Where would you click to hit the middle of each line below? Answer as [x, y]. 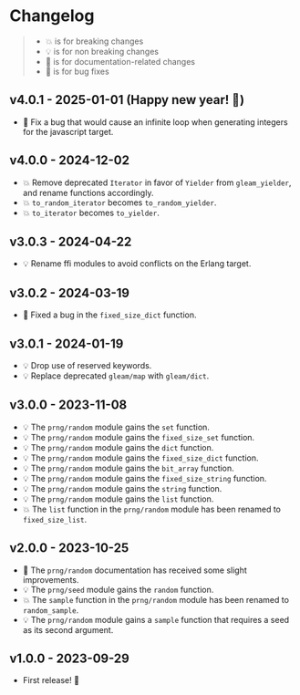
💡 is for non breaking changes [102, 51]
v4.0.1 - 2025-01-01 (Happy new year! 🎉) [127, 100]
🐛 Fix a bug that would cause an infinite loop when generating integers [155, 122]
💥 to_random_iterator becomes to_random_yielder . [119, 202]
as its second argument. [68, 629]
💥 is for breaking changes [94, 41]
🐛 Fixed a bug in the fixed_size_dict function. [110, 315]
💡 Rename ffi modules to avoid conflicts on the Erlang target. [137, 264]
